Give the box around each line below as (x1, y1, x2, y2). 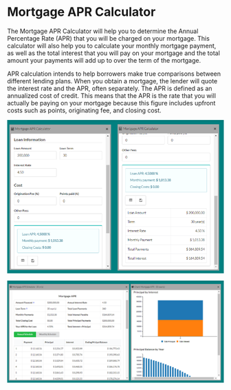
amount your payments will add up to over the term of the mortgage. (7, 56, 201, 64)
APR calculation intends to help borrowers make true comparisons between (7, 70, 221, 78)
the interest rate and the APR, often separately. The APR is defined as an (7, 84, 212, 92)
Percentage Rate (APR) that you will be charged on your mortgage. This (7, 34, 210, 42)
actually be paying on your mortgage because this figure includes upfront (7, 99, 216, 107)
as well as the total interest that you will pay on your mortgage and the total (7, 49, 220, 57)
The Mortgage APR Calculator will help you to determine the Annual (7, 27, 199, 35)
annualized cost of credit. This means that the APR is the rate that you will (7, 91, 217, 100)
